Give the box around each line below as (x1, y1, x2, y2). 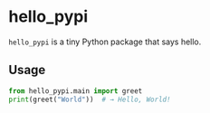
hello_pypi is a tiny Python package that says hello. (8, 36, 202, 47)
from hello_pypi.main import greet (8, 86, 143, 96)
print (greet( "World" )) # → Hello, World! (8, 95, 171, 104)
